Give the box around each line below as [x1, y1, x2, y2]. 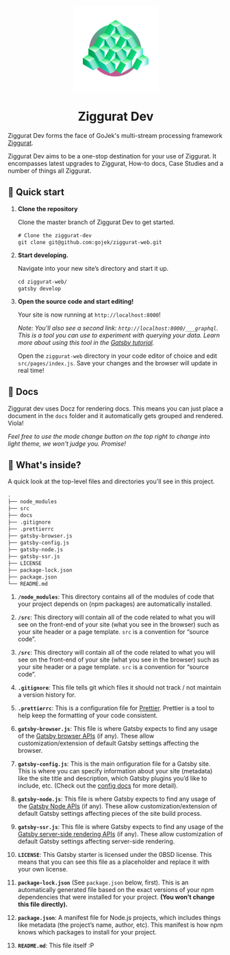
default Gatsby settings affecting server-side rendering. [17, 837, 175, 845]
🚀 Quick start [8, 186, 64, 198]
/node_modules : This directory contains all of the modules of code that [17, 592, 214, 601]
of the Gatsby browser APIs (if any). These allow [17, 732, 155, 740]
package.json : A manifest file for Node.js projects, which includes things [17, 914, 221, 922]
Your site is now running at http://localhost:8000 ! [17, 311, 161, 319]
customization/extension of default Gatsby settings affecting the [17, 739, 199, 747]
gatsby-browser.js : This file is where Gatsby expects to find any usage [17, 725, 218, 733]
